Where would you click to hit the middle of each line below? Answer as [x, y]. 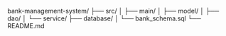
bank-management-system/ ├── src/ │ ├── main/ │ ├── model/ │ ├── [113, 11]
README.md [26, 26]
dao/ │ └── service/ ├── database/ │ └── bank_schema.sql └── [104, 18]
